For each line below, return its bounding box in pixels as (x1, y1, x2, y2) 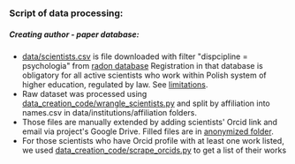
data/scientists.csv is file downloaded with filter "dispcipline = (21, 51, 248, 62)
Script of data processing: (9, 7, 124, 19)
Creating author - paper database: (9, 29, 140, 40)
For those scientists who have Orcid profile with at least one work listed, (21, 135, 284, 145)
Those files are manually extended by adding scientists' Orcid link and (21, 116, 278, 127)
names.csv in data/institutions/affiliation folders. (21, 107, 197, 117)
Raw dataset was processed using (21, 88, 147, 99)
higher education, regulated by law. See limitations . (21, 78, 208, 90)
